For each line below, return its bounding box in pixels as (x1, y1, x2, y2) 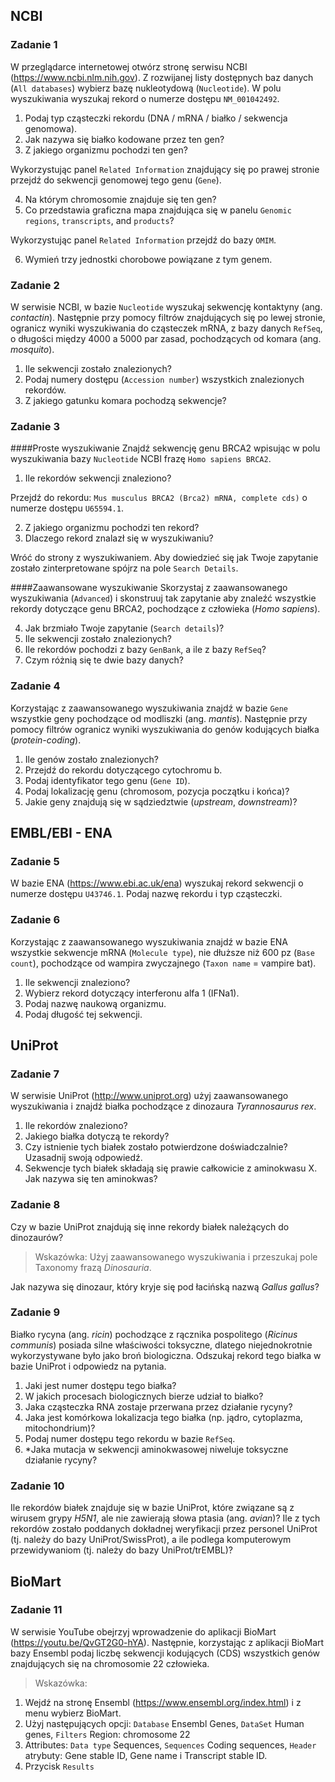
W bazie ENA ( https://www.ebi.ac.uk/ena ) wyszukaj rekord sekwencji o (10, 877, 304, 889)
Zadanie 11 (10, 1603, 63, 1617)
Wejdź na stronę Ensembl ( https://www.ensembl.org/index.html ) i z (24, 1696, 302, 1708)
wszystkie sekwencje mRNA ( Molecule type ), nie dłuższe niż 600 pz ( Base (10, 946, 315, 958)
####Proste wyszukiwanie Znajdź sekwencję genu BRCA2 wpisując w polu (10, 442, 321, 454)
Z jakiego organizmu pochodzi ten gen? (24, 144, 188, 156)
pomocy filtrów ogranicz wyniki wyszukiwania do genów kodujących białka (10, 723, 320, 735)
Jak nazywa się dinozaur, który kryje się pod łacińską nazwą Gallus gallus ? (10, 1280, 320, 1293)
